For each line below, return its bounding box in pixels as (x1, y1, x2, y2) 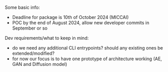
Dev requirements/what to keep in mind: (5, 35, 89, 41)
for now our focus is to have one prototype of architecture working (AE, (12, 56, 162, 62)
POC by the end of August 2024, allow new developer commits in (12, 20, 150, 26)
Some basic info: (5, 5, 40, 10)
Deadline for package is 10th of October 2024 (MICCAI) (12, 14, 129, 20)
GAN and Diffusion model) (12, 61, 67, 67)
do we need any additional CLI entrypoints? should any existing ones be (12, 45, 163, 51)
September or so (12, 25, 48, 31)
